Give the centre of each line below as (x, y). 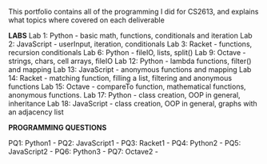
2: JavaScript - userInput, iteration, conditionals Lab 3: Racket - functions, (130, 44)
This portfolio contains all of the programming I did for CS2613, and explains (133, 12)
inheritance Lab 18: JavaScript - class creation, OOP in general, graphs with (133, 104)
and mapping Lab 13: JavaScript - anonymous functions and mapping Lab (130, 70)
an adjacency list (36, 112)
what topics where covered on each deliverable (87, 20)
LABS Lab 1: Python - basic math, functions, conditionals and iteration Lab (131, 36)
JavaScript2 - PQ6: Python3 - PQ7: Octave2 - (83, 152)
